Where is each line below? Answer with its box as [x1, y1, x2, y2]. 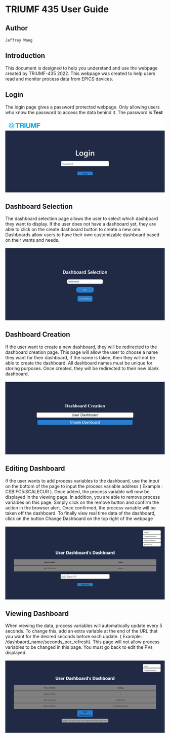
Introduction [5, 52, 46, 60]
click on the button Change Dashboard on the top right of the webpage [5, 515, 153, 522]
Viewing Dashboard [5, 609, 69, 618]
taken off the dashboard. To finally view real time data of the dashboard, [5, 510, 156, 516]
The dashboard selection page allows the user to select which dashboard [5, 215, 158, 222]
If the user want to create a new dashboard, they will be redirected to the [5, 344, 157, 350]
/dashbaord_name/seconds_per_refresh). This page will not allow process [5, 639, 160, 645]
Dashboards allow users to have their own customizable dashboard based [5, 232, 160, 238]
